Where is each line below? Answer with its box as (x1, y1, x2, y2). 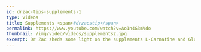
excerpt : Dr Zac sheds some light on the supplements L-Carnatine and (6, 36, 186, 42)
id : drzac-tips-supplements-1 (6, 8, 82, 15)
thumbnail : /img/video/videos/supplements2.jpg (6, 31, 127, 37)
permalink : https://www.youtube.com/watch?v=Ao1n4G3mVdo (6, 25, 151, 32)
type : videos (6, 14, 39, 20)
